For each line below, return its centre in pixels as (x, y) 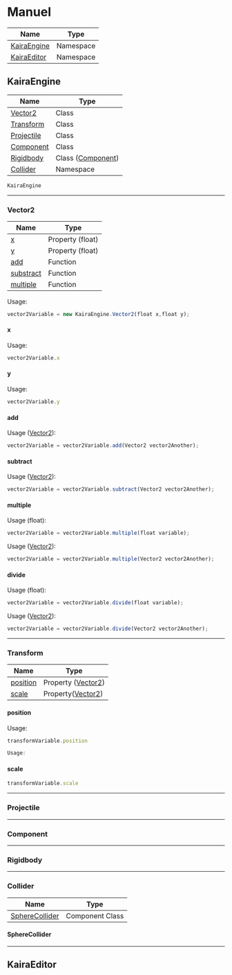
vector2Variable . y (33, 402)
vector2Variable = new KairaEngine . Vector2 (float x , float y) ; (98, 314)
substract (26, 273)
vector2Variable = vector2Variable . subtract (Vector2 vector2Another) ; (111, 489)
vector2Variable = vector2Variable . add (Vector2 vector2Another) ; (103, 446)
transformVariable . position (48, 741)
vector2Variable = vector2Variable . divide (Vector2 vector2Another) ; (108, 629)
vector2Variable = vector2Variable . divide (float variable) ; (96, 603)
